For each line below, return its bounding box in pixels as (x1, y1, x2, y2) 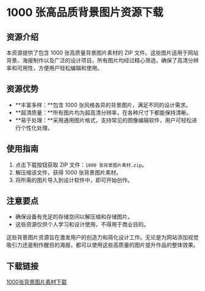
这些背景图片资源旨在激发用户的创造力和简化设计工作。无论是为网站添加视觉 (6, 234, 199, 241)
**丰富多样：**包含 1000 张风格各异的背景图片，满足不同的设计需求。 (15, 101, 191, 109)
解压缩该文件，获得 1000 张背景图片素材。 (15, 168, 122, 176)
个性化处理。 (20, 124, 53, 131)
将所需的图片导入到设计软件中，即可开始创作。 (15, 176, 133, 184)
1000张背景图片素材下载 (6, 278, 67, 286)
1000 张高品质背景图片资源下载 (6, 5, 164, 20)
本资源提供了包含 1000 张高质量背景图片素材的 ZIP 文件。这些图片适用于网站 (6, 49, 199, 56)
